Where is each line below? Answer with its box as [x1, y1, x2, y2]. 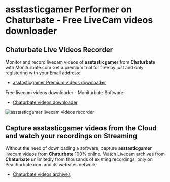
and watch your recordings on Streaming [5, 132, 138, 140]
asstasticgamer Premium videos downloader [12, 80, 106, 85]
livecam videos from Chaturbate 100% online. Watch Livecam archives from [5, 150, 165, 157]
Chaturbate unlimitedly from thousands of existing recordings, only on [5, 156, 153, 162]
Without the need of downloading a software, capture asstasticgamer [5, 145, 152, 151]
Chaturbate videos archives [12, 171, 71, 177]
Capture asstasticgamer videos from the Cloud [5, 124, 157, 133]
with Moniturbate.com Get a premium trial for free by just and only [5, 65, 144, 70]
